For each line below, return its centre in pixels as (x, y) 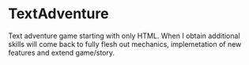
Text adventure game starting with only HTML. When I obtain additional (124, 36)
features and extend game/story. (62, 52)
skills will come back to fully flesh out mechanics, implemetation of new (125, 44)
